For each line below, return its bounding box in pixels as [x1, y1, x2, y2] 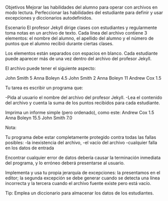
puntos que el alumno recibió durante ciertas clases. [5, 41, 114, 47]
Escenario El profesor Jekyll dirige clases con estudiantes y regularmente [5, 25, 157, 31]
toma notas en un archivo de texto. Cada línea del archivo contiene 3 [5, 30, 147, 36]
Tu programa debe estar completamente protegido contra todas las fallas [5, 134, 156, 140]
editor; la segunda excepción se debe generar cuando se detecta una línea [5, 175, 160, 181]
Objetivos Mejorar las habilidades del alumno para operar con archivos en [5, 5, 158, 10]
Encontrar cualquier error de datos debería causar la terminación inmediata [5, 155, 161, 160]
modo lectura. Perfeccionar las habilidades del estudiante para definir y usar [5, 10, 163, 16]
